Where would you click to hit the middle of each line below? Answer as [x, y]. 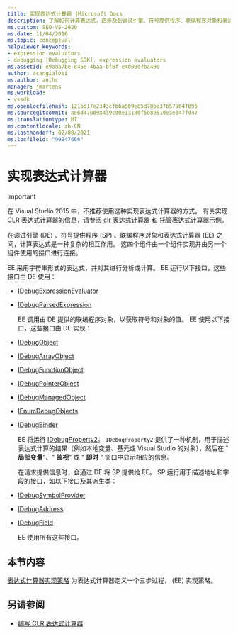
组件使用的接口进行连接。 [45, 253]
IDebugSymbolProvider [52, 495]
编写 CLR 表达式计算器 [50, 623]
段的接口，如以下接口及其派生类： [67, 481]
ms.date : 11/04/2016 [38, 34]
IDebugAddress [40, 509]
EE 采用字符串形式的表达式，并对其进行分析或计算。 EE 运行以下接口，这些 [117, 268]
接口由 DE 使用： [32, 277]
